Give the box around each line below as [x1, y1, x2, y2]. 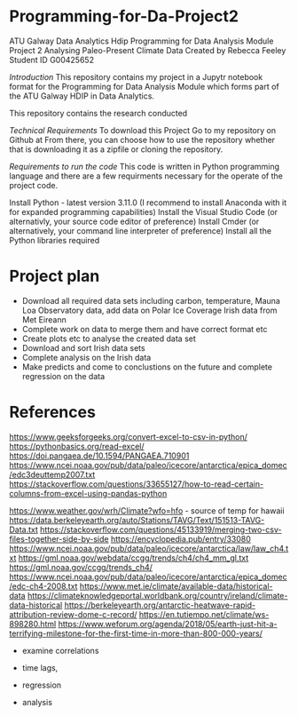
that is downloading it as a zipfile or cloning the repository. [9, 144, 223, 155]
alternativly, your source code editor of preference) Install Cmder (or [9, 216, 260, 227]
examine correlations [21, 645, 99, 656]
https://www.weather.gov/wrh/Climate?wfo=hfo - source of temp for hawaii [9, 505, 286, 516]
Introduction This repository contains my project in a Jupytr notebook [9, 71, 263, 82]
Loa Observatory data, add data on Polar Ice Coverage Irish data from [21, 305, 278, 315]
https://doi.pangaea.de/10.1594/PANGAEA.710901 [9, 450, 190, 461]
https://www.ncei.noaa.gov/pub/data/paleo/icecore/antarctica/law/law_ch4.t [9, 543, 289, 553]
